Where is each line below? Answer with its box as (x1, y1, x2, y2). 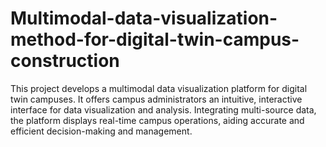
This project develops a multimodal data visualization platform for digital (10, 82, 308, 94)
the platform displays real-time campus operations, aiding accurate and (10, 114, 305, 126)
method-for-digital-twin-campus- (10, 28, 300, 51)
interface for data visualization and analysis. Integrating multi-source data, (10, 103, 317, 116)
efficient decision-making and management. (10, 125, 193, 137)
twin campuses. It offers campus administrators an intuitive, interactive (10, 93, 303, 105)
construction (10, 50, 120, 72)
